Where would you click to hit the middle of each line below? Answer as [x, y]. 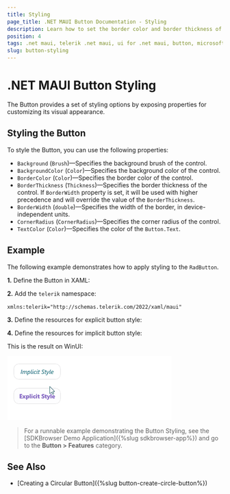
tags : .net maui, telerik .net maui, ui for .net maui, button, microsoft [116, 44]
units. [62, 214]
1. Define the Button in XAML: [49, 280]
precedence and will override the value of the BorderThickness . [106, 200]
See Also [26, 467]
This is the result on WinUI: [45, 346]
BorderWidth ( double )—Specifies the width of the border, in [100, 207]
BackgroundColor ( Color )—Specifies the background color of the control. [119, 170]
